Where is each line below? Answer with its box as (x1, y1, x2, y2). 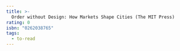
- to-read (11, 36, 35, 42)
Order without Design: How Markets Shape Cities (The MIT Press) (11, 14, 175, 20)
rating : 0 (6, 19, 31, 25)
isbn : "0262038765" (6, 25, 54, 31)
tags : (6, 30, 19, 36)
